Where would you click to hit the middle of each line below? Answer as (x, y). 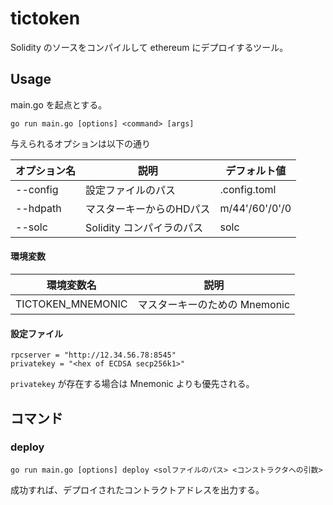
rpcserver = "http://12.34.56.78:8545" (93, 355)
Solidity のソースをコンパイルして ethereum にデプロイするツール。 (149, 47)
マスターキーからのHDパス (148, 209)
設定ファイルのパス (131, 190)
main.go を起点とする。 (59, 104)
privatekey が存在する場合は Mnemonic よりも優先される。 (132, 384)
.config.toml (248, 189)
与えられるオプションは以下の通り (80, 143)
